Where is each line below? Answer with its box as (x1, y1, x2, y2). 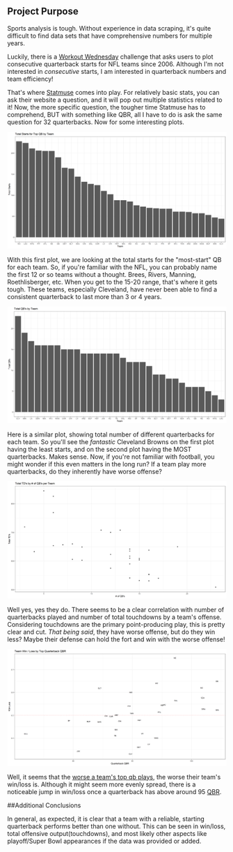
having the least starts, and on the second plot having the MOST (7, 446, 192, 454)
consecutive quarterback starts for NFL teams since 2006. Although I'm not (7, 59, 224, 68)
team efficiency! (7, 75, 54, 83)
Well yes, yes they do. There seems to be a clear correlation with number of (7, 605, 225, 614)
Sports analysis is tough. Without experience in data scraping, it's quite (7, 24, 211, 32)
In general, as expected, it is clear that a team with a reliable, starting (7, 814, 205, 823)
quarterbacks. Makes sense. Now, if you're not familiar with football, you (7, 452, 215, 461)
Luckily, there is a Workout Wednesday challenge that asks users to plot (7, 52, 214, 61)
